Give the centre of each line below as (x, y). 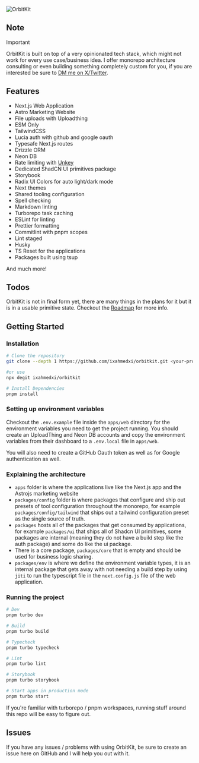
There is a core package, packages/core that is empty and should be (98, 550)
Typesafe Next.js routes (44, 143)
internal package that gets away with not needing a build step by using (101, 569)
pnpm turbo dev (25, 615)
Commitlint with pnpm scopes (51, 232)
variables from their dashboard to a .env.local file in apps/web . (82, 441)
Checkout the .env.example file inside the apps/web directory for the (88, 422)
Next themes (30, 188)
